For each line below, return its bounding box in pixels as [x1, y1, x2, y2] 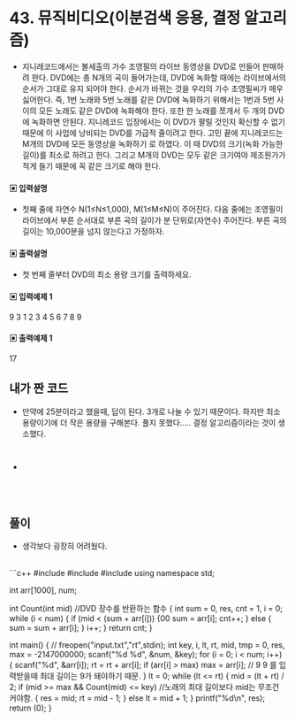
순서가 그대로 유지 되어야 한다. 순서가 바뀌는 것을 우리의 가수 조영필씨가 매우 [21, 83, 284, 94]
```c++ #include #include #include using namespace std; [9, 568, 215, 579]
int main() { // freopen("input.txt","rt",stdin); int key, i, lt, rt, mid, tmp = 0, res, [9, 640, 285, 650]
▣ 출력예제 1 [9, 333, 53, 343]
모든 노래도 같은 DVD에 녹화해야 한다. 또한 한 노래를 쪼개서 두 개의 [38, 105, 267, 116]
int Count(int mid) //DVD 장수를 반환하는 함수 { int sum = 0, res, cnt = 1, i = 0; [9, 603, 284, 614]
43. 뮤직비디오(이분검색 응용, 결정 [9, 8, 241, 28]
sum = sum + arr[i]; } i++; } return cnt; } [9, 623, 153, 634]
